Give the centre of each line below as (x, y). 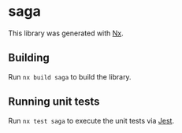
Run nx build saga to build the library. (70, 76)
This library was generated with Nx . (66, 33)
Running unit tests (54, 102)
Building (29, 58)
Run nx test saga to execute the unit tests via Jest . (91, 120)
